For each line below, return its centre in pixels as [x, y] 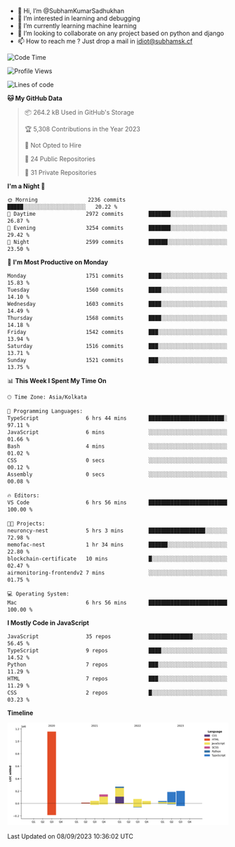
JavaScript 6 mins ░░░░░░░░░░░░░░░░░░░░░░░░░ [117, 432]
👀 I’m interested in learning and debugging [79, 18]
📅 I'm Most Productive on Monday [58, 262]
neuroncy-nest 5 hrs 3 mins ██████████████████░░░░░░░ [117, 531]
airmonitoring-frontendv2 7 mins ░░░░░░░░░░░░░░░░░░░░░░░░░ [117, 573]
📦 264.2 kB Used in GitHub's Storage [79, 112]
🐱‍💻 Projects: [26, 524]
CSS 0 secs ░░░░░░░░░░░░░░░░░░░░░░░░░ [117, 460]
